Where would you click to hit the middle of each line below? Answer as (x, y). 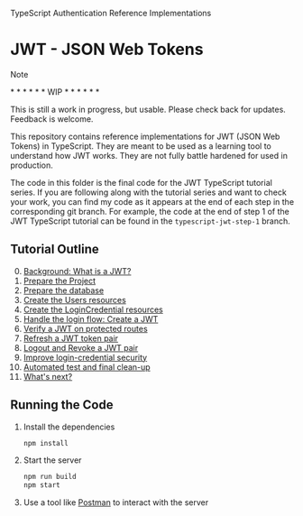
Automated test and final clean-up (87, 367)
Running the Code (62, 405)
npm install (46, 443)
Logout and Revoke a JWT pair (81, 347)
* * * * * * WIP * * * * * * (55, 92)
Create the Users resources (75, 299)
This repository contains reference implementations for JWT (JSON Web (145, 136)
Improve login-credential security (85, 357)
